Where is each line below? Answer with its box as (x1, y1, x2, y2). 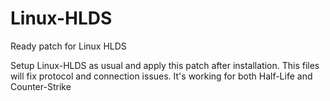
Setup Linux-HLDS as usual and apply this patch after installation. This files (10, 59, 320, 71)
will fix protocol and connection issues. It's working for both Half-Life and (10, 70, 313, 82)
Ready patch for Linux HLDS (10, 40, 127, 52)
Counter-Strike (10, 80, 72, 92)
